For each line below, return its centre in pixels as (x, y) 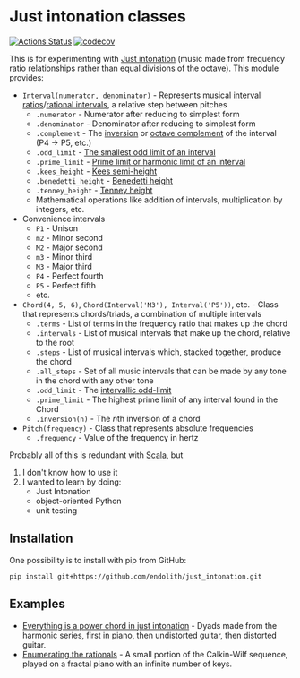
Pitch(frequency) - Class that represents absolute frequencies (137, 428)
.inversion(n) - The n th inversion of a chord (118, 418)
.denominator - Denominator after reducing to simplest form (146, 124)
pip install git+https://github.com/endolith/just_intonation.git (136, 576)
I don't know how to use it (70, 472)
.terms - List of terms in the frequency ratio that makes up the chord (162, 323)
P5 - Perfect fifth (66, 285)
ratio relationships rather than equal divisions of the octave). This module (144, 68)
